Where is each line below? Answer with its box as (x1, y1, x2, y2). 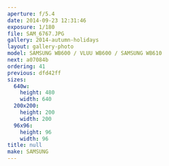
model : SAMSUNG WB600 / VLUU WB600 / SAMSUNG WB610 (7, 50, 162, 57)
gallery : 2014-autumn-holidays (7, 37, 99, 44)
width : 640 (20, 96, 52, 103)
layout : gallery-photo (7, 43, 74, 50)
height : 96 (20, 129, 52, 136)
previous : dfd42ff (7, 69, 61, 76)
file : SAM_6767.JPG (7, 30, 65, 37)
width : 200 (20, 115, 52, 122)
